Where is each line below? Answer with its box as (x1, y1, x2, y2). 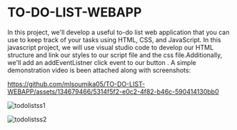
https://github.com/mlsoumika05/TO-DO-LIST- (7, 79, 146, 88)
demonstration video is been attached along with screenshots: (7, 66, 191, 74)
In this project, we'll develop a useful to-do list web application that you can (7, 28, 230, 36)
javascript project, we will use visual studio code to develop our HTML (7, 43, 214, 51)
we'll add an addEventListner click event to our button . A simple (7, 58, 196, 66)
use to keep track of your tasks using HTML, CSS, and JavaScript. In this (7, 35, 221, 44)
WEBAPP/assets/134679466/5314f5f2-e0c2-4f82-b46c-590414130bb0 (7, 87, 219, 96)
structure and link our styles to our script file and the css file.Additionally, (7, 51, 223, 59)
